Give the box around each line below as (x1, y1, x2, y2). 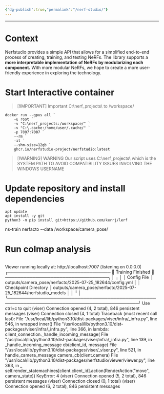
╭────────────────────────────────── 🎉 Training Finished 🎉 (5, 269, 155, 275)
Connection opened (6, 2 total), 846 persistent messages (5, 383, 121, 389)
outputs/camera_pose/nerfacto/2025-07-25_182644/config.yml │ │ (5, 280, 141, 285)
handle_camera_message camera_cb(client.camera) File (5, 352, 119, 358)
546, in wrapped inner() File (5, 321, 61, 327)
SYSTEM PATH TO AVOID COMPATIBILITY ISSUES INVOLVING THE (17, 160, 152, 166)
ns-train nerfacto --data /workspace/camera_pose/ (5, 226, 108, 232)
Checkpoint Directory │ (5, 285, 52, 291)
